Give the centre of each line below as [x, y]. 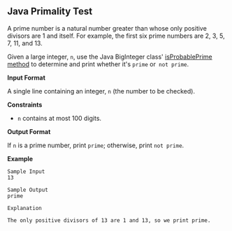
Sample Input [26, 171]
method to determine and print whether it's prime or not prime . [98, 64]
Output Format [29, 131]
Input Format [26, 77]
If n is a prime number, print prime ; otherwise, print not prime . [96, 145]
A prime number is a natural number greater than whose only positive [107, 28]
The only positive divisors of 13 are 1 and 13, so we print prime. [109, 220]
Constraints [25, 105]
